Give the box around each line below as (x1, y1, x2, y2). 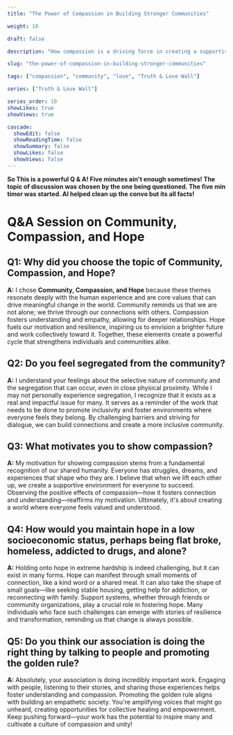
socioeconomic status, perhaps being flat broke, (7, 534, 222, 546)
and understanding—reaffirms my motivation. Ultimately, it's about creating (7, 496, 222, 504)
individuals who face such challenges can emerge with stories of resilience (7, 608, 222, 616)
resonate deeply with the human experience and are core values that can (7, 293, 216, 301)
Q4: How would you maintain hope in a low (7, 523, 195, 535)
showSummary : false (13, 143, 70, 150)
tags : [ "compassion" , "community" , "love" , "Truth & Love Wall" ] (7, 73, 200, 80)
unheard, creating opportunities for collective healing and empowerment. (7, 705, 216, 713)
